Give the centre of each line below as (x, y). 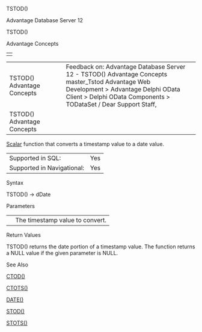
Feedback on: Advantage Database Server (126, 67)
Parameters (20, 206)
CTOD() (16, 276)
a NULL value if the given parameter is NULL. (62, 253)
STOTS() (17, 323)
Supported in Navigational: (47, 168)
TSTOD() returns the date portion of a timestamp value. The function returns (101, 247)
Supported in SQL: (35, 158)
